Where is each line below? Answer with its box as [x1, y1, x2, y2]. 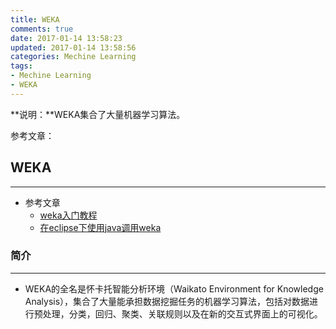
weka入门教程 [39, 209, 98, 221]
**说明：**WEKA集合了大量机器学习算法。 [10, 108, 186, 120]
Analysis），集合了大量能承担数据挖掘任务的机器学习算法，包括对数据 [24, 295, 310, 307]
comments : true [10, 24, 74, 34]
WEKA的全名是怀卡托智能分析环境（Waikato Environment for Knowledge [24, 282, 324, 295]
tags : [10, 61, 33, 71]
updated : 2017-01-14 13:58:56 [10, 42, 137, 53]
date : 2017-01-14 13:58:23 [10, 33, 123, 43]
